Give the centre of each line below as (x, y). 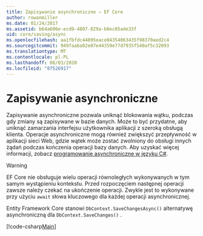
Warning (17, 166)
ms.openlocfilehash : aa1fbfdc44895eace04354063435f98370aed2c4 (88, 40)
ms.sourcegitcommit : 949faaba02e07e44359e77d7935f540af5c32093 (88, 46)
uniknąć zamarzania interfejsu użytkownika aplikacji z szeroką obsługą (95, 128)
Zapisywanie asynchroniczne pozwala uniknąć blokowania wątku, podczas (100, 115)
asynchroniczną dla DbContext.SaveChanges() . (64, 215)
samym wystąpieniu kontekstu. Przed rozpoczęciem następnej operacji (95, 184)
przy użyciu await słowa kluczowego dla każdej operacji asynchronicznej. (98, 197)
